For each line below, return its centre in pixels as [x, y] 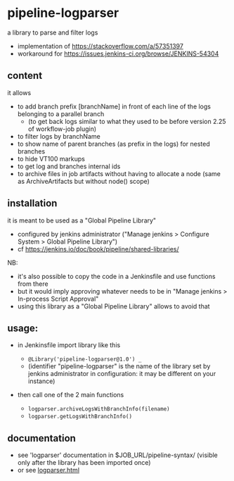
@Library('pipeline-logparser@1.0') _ [85, 360]
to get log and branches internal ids [69, 166]
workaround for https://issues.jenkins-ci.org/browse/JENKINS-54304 [118, 54]
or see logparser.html [48, 470]
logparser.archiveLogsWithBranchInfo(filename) [99, 409]
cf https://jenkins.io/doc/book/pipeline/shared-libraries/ [98, 249]
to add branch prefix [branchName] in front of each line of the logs [114, 106]
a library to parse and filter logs [53, 32]
